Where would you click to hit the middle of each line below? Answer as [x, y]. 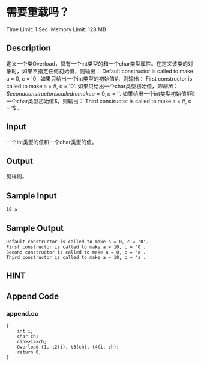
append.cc [22, 313]
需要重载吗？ [38, 12]
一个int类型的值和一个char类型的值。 [52, 142]
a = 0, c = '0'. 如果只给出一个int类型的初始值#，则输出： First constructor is [99, 78]
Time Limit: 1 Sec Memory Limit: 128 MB [56, 29]
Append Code [33, 296]
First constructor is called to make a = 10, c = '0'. [76, 247]
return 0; [29, 352]
